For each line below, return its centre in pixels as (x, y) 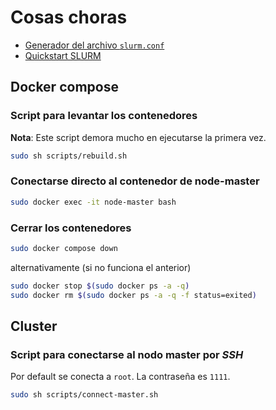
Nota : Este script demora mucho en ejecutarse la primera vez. (138, 137)
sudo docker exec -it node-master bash (93, 202)
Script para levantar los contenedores (104, 116)
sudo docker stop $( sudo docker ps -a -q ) (100, 286)
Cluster (34, 326)
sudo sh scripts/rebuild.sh (69, 156)
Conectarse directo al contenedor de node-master (135, 181)
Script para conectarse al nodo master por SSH (127, 354)
